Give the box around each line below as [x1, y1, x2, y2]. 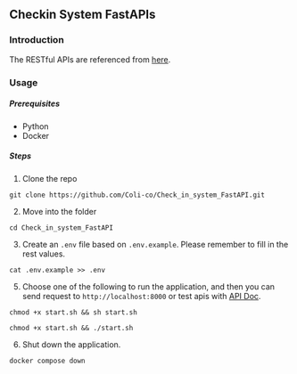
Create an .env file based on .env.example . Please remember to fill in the [21, 239, 289, 249]
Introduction [9, 34, 64, 46]
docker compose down [9, 356, 87, 365]
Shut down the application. [21, 338, 121, 350]
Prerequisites [9, 98, 61, 110]
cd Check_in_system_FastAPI [9, 223, 114, 232]
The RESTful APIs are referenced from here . [9, 53, 171, 65]
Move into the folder [21, 206, 97, 216]
